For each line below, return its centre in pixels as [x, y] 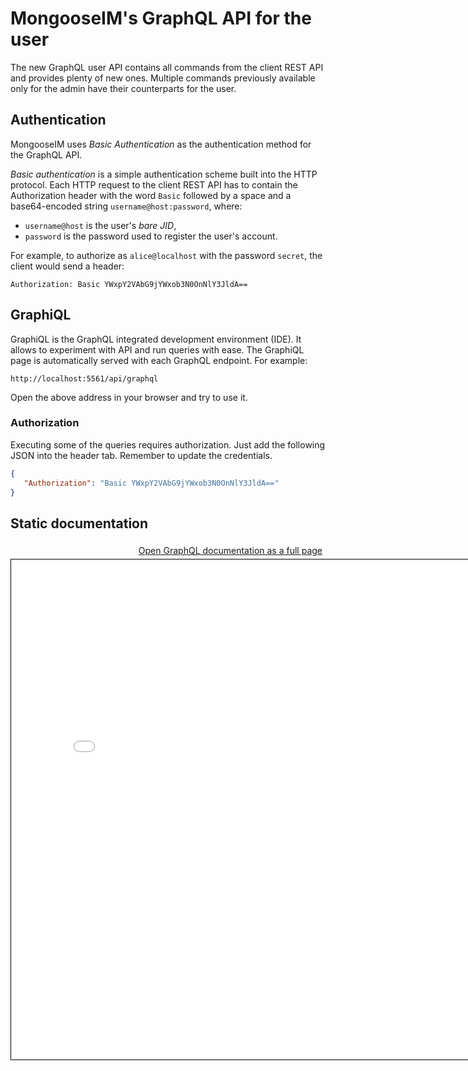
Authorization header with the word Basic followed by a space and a [151, 195]
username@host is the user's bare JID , [100, 225]
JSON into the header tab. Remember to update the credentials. [141, 455]
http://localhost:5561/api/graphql [84, 378]
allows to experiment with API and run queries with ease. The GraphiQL [157, 349]
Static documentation [79, 523]
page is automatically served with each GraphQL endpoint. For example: [159, 360]
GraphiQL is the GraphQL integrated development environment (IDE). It [156, 339]
